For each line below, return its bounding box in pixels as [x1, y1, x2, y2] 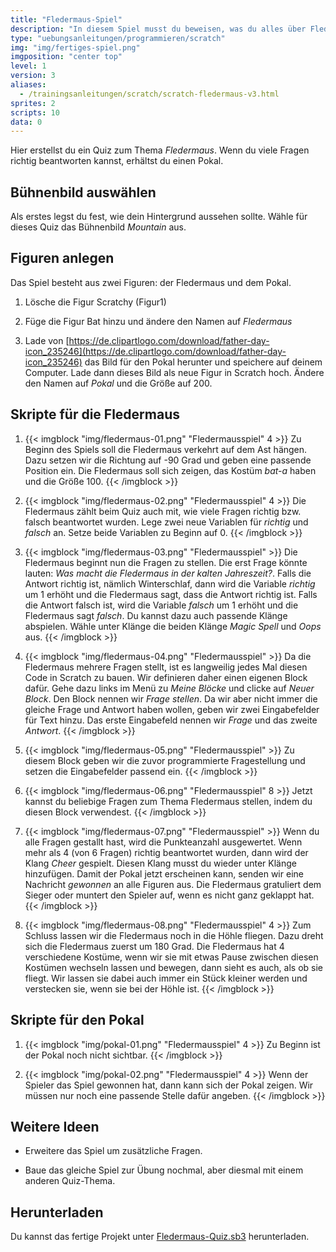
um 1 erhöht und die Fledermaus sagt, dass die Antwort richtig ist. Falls [24, 588, 318, 600]
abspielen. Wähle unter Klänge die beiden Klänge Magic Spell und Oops [24, 620, 322, 632]
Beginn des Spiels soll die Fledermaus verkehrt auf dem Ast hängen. [24, 443, 308, 455]
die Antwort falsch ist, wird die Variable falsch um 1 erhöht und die [24, 599, 299, 611]
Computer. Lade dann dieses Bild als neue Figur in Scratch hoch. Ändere [24, 366, 325, 378]
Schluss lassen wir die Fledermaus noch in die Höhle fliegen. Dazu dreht [24, 929, 324, 941]
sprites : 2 [10, 98, 56, 108]
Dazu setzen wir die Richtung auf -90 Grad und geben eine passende [24, 454, 312, 466]
